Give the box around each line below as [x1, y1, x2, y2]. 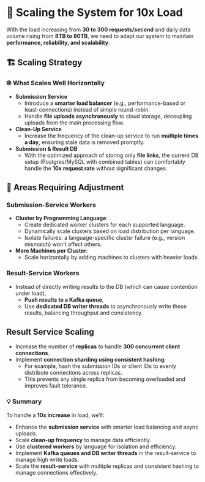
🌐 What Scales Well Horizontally [6, 79, 105, 88]
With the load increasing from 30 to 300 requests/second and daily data [6, 26, 191, 33]
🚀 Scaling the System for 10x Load [6, 6, 183, 20]
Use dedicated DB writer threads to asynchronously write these [24, 302, 187, 310]
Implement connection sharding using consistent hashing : [15, 356, 166, 364]
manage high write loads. [15, 456, 80, 463]
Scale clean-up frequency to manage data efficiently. [15, 436, 152, 443]
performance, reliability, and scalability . [6, 39, 110, 46]
